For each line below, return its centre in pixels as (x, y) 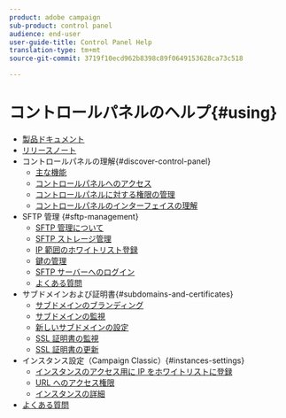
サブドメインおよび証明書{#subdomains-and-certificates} (128, 294)
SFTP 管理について (70, 228)
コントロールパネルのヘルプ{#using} (143, 113)
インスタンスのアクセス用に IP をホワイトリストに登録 (134, 371)
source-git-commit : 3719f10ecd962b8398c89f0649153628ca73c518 (126, 58)
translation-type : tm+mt (55, 50)
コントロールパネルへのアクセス (93, 183)
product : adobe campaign (55, 17)
